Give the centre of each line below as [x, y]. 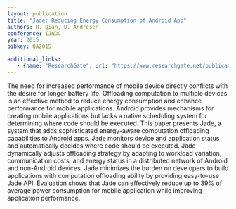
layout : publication [38, 14]
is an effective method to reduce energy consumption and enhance [105, 101]
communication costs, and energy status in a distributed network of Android [118, 160]
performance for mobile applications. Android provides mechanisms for [111, 108]
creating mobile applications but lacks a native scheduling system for [107, 115]
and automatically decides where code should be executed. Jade [101, 146]
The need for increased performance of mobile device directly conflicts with [118, 86]
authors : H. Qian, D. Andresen [53, 27]
